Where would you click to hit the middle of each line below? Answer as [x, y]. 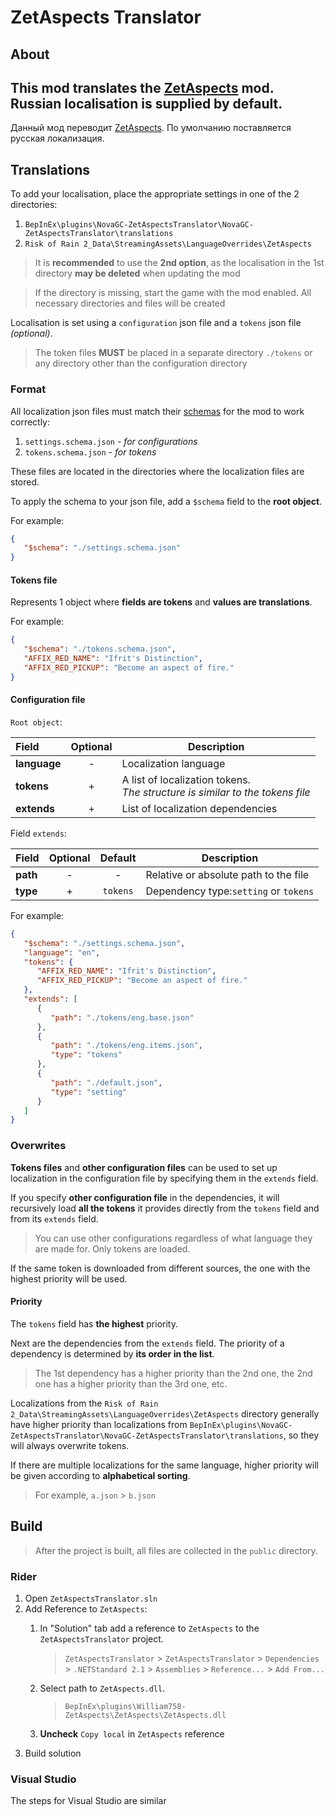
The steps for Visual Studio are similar [88, 1801]
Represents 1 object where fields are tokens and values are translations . [161, 602]
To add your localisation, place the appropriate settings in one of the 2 [155, 194]
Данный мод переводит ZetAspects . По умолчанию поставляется [151, 128]
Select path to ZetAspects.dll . [102, 1688]
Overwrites [38, 1146]
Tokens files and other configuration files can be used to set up [144, 1167]
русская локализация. [57, 138]
